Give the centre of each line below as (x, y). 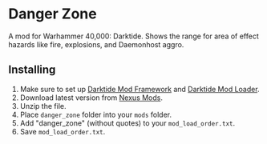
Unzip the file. (43, 106)
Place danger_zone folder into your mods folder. (96, 114)
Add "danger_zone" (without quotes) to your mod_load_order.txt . (127, 123)
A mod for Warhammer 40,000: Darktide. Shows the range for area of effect (133, 36)
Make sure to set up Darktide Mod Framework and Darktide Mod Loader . (140, 89)
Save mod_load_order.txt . (63, 131)
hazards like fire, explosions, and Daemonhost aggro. (96, 44)
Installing (32, 70)
